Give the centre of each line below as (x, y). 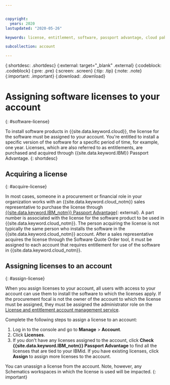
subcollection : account (30, 47)
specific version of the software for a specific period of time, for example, (82, 142)
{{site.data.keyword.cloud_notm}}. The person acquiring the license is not (82, 223)
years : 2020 (23, 23)
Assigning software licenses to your (83, 97)
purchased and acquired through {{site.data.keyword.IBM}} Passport (77, 153)
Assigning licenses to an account (59, 266)
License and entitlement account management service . (62, 309)
